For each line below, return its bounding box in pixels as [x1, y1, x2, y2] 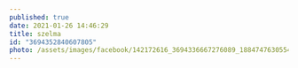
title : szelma [9, 29, 62, 38]
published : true [9, 12, 69, 22]
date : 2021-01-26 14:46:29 [9, 21, 109, 30]
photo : [9, 46, 34, 55]
